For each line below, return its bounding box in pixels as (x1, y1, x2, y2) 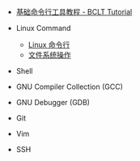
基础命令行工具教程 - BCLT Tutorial (15, 7, 133, 16)
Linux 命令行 (28, 40, 70, 49)
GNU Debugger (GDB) (15, 98, 91, 107)
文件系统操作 (28, 50, 71, 59)
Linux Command (15, 23, 71, 32)
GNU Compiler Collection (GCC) (15, 82, 124, 91)
